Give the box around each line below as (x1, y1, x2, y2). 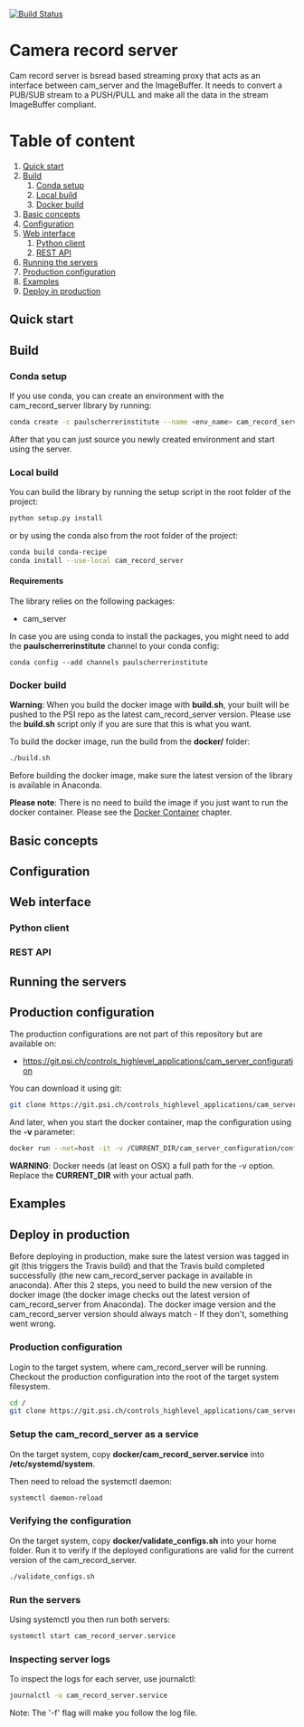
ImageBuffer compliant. (9, 99, 97, 110)
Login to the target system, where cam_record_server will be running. (9, 1361, 269, 1372)
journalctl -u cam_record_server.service (9, 1691, 168, 1701)
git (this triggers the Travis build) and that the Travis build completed (9, 1261, 265, 1272)
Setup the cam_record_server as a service (9, 1428, 199, 1441)
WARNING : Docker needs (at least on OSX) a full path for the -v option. (9, 1160, 275, 1171)
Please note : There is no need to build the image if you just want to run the (9, 797, 289, 808)
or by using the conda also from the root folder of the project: (9, 530, 238, 540)
